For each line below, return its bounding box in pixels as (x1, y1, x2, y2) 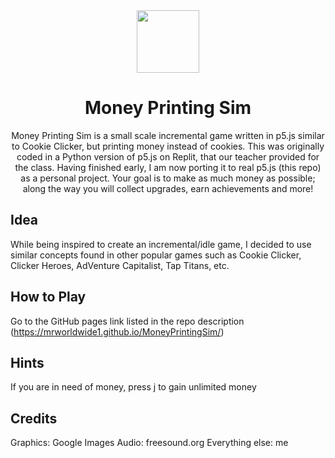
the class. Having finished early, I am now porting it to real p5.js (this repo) (14, 161, 322, 173)
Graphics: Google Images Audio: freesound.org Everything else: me (10, 437, 289, 449)
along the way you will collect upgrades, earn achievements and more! (22, 182, 314, 194)
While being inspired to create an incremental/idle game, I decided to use (10, 238, 312, 250)
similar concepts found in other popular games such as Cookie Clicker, (10, 249, 302, 261)
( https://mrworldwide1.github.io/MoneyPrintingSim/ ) (10, 325, 225, 338)
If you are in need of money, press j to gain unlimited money (10, 381, 257, 393)
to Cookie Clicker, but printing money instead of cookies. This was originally (11, 140, 325, 152)
